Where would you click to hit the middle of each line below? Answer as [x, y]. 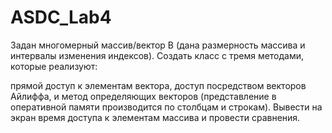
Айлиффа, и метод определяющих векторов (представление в [143, 96]
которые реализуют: [54, 66]
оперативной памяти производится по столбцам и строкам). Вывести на [166, 107]
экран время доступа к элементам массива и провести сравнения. [155, 117]
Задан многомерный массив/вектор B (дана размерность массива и [158, 45]
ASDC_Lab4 [61, 17]
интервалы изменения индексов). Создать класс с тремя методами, [157, 55]
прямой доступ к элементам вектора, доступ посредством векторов [158, 85]
